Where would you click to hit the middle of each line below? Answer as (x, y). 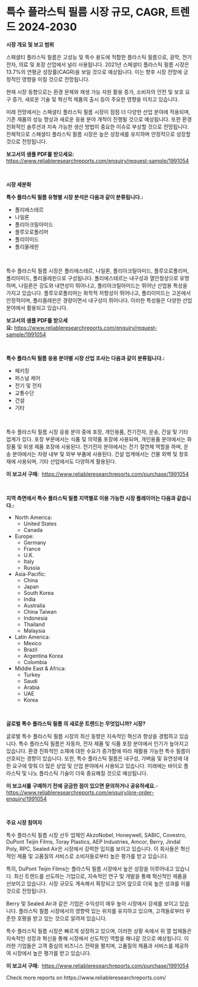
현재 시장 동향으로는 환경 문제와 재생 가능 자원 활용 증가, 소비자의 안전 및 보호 (95, 92)
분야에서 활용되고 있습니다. (37, 307)
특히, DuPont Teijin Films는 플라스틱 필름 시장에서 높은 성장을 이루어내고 (90, 869)
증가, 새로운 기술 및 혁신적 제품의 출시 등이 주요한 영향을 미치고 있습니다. (95, 99)
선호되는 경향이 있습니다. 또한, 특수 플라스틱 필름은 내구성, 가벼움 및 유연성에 (94, 758)
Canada (33, 530)
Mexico (33, 643)
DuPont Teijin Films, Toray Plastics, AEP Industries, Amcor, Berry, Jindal (93, 841)
